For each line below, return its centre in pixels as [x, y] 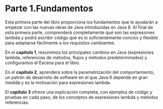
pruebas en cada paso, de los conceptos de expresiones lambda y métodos [81, 97]
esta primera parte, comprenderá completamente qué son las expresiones [80, 32]
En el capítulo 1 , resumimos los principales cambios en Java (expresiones [80, 52]
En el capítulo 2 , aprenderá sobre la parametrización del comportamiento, [80, 72]
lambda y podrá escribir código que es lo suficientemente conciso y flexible [81, 38]
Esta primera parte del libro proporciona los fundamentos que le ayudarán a [81, 22]
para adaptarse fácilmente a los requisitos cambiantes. [60, 43]
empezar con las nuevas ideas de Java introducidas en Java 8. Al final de [79, 27]
